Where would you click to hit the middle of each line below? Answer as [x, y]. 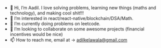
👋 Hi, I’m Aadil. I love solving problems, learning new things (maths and [83, 8]
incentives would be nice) [36, 34]
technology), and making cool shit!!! [47, 13]
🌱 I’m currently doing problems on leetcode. [55, 23]
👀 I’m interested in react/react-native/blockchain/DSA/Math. [71, 18]
